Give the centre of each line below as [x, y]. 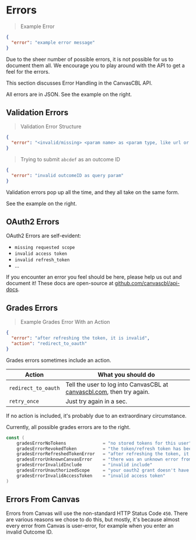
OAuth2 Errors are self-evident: [44, 236]
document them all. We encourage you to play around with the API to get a [95, 65]
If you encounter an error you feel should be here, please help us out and [94, 277]
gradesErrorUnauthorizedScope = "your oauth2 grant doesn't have [103, 470]
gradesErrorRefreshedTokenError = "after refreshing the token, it [103, 454]
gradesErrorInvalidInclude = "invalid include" [85, 465]
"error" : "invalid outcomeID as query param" [68, 175]
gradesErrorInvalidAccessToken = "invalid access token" [91, 476]
